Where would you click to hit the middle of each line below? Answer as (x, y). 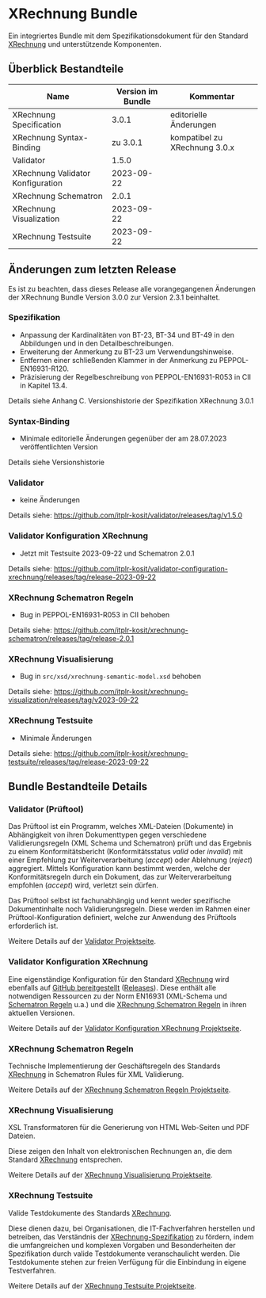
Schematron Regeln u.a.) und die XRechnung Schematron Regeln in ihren (127, 1004)
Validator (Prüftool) (46, 809)
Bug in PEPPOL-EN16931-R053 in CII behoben (95, 615)
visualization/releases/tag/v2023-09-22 (74, 700)
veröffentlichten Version (59, 447)
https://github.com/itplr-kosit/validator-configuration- (141, 568)
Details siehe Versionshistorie (57, 462)
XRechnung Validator (51, 173)
